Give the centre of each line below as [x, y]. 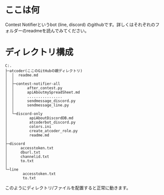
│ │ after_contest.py [34, 88]
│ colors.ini [28, 126]
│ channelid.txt [27, 157]
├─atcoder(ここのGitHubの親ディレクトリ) [44, 71]
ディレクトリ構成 [39, 52]
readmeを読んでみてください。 [58, 30]
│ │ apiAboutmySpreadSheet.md [42, 92]
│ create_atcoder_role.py [41, 131]
